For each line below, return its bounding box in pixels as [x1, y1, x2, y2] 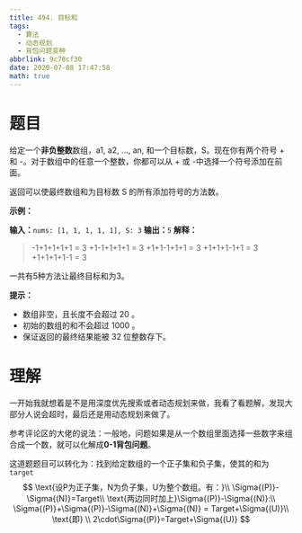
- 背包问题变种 [17, 47, 67, 56]
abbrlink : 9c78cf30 [9, 55, 83, 64]
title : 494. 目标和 [9, 13, 78, 22]
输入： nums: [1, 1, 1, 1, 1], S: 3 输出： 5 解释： [9, 224, 198, 235]
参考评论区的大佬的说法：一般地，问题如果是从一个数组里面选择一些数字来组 [9, 428, 293, 439]
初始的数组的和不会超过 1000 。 [22, 320, 140, 331]
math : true [9, 72, 50, 81]
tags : [9, 22, 30, 31]
